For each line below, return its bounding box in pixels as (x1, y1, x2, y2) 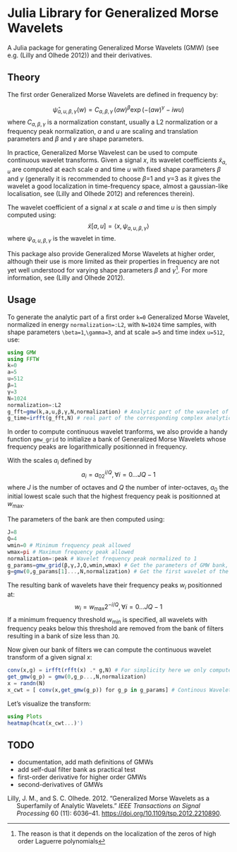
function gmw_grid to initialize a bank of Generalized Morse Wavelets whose (7, 435, 226, 444)
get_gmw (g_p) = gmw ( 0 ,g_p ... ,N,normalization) (7, 674, 147, 681)
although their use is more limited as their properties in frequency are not (7, 257, 220, 266)
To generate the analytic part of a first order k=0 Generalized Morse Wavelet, (7, 313, 230, 321)
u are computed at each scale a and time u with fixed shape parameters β (7, 165, 221, 175)
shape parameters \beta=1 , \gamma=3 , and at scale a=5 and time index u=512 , (7, 328, 225, 336)
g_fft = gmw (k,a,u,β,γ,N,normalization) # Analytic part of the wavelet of (7, 408, 229, 415)
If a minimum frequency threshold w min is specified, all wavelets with (7, 615, 208, 626)
